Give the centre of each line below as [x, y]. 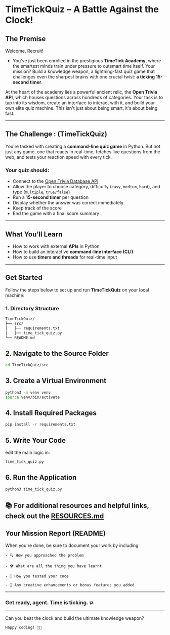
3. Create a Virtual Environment [56, 381]
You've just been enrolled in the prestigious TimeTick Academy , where [87, 61]
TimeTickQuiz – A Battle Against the [82, 9]
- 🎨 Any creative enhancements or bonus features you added [70, 585]
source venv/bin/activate [32, 397]
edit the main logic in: [28, 453]
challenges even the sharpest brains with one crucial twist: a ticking [84, 77]
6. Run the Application [41, 477]
